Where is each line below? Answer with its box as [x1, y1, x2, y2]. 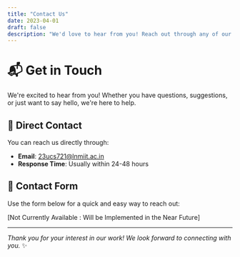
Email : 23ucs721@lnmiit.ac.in [17, 152, 105, 161]
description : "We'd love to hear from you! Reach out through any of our [7, 30, 232, 38]
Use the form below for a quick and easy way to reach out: [7, 199, 180, 208]
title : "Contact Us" [7, 10, 69, 18]
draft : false [7, 24, 46, 31]
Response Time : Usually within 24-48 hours [17, 160, 149, 168]
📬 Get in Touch [7, 62, 102, 79]
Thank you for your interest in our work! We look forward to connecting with [7, 233, 231, 242]
